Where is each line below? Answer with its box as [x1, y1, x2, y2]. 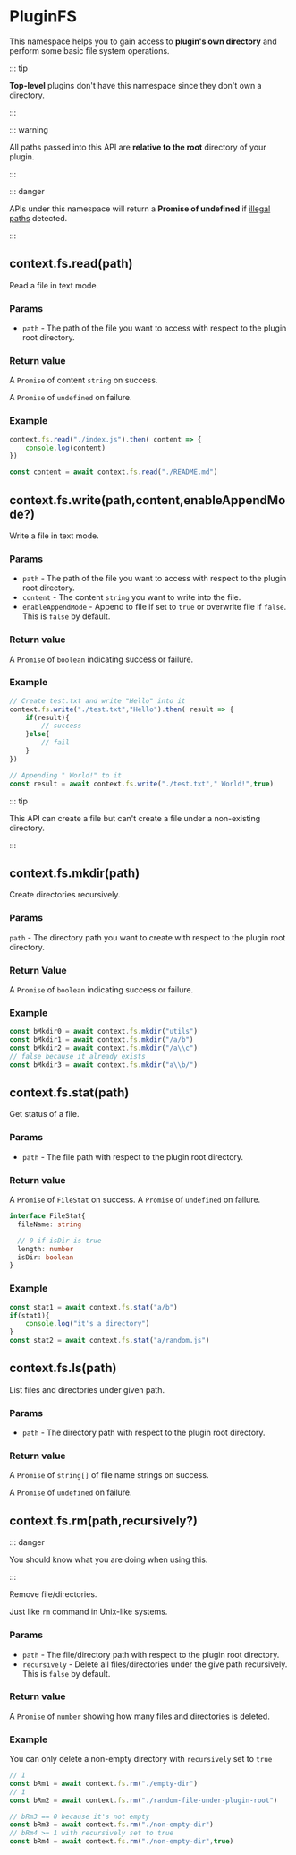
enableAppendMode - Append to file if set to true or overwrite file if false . [21, 602, 287, 613]
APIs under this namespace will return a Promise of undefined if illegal [9, 203, 271, 214]
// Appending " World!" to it [9, 770, 123, 780]
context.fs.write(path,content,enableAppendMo [9, 493, 286, 508]
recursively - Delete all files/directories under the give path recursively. [21, 1659, 288, 1670]
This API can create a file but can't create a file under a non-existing [9, 812, 261, 823]
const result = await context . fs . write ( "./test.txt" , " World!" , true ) [9, 779, 275, 788]
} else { [25, 730, 50, 739]
